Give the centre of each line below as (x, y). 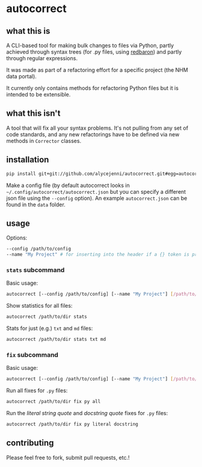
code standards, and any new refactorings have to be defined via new (93, 134)
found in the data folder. (36, 205)
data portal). (22, 76)
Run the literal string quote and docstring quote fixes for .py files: (87, 413)
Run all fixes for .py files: (37, 390)
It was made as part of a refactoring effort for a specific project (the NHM (97, 70)
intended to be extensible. (38, 94)
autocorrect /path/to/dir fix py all (54, 402)
